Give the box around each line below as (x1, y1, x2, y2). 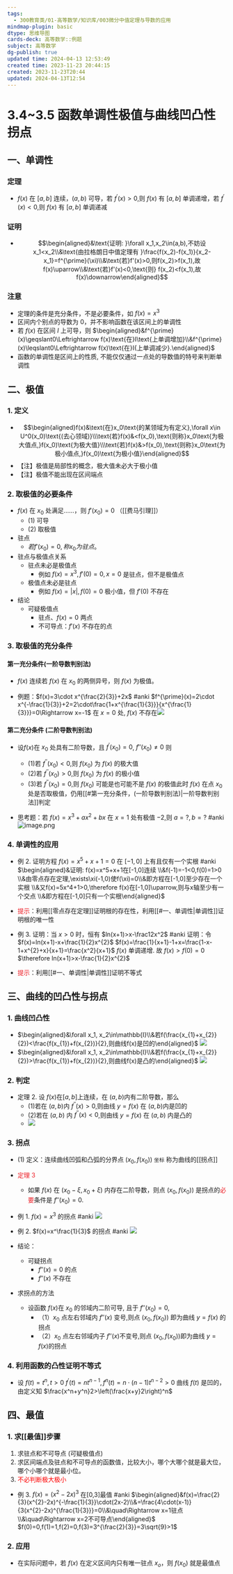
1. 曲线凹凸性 (7, 1013, 50, 1023)
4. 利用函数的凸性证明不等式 (7, 1360, 102, 1370)
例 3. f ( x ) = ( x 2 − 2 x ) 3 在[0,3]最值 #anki (17, 1489, 130, 1499)
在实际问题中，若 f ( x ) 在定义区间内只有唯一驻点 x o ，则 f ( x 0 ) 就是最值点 (17, 1559, 220, 1568)
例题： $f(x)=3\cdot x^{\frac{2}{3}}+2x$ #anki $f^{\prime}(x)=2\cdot (17, 693, 215, 701)
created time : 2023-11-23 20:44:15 (7, 62, 111, 69)
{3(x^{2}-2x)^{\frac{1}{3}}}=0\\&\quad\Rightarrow (17, 1507, 160, 1515)
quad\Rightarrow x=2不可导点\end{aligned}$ (27, 1515, 156, 1523)
